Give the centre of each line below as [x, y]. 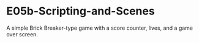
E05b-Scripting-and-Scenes [81, 11]
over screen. [22, 34]
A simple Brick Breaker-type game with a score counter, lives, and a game [100, 28]
